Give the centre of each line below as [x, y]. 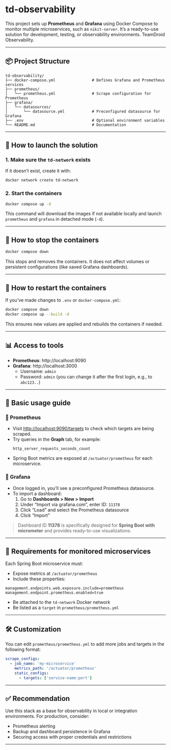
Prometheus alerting [34, 726]
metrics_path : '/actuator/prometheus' [55, 668]
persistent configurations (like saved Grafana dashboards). [67, 267]
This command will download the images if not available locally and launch [83, 214]
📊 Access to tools [35, 346]
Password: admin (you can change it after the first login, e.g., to [86, 377]
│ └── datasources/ [28, 107]
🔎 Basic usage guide [38, 403]
